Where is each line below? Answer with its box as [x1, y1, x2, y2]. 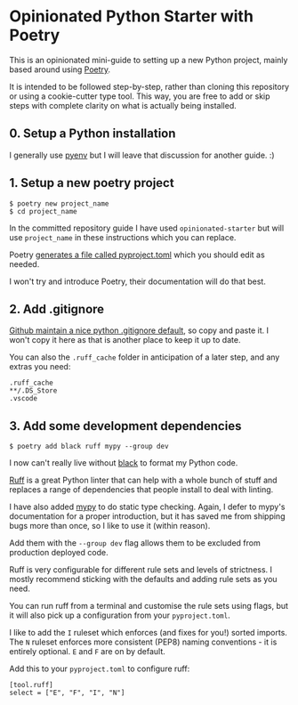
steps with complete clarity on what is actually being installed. [9, 100, 238, 110]
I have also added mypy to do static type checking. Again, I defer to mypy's [9, 501, 286, 513]
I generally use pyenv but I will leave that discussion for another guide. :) [9, 150, 275, 160]
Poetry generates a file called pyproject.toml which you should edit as [9, 249, 265, 260]
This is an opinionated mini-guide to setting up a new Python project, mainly [9, 54, 288, 65]
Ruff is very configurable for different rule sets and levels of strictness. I [9, 564, 273, 575]
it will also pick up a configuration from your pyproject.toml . [9, 610, 230, 620]
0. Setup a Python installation [9, 126, 176, 142]
